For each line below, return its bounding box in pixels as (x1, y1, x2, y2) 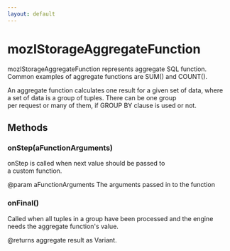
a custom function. (7, 166, 62, 175)
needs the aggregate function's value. (7, 222, 119, 230)
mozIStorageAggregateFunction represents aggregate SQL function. (7, 65, 207, 73)
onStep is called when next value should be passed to (7, 159, 165, 168)
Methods (7, 122, 48, 134)
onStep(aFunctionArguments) (7, 143, 114, 153)
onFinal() (7, 198, 39, 208)
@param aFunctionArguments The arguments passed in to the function (7, 181, 215, 189)
